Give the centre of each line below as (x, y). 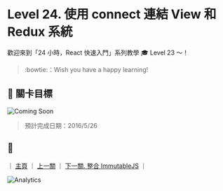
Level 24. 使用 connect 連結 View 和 (112, 14)
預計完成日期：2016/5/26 (61, 125)
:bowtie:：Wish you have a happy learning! (86, 69)
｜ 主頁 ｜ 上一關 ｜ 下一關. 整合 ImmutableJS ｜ (77, 166)
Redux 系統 (40, 32)
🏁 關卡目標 (30, 94)
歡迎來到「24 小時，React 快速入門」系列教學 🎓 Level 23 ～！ (98, 52)
